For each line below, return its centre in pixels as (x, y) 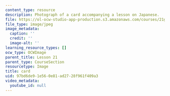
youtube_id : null (28, 85)
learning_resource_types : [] (36, 48)
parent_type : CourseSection (35, 62)
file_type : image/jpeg (29, 24)
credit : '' (21, 39)
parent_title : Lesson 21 (31, 57)
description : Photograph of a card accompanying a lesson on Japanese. (82, 15)
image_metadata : (22, 29)
